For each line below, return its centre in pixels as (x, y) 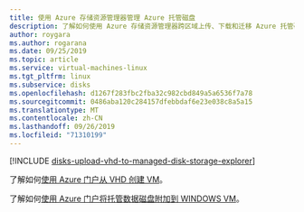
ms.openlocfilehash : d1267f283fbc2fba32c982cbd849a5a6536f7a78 (131, 93)
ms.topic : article (44, 60)
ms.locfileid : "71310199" (58, 135)
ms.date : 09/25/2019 (48, 51)
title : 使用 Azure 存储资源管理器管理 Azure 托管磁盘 (103, 18)
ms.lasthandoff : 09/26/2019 (62, 127)
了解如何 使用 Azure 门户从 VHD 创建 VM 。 (89, 179)
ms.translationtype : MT (54, 110)
